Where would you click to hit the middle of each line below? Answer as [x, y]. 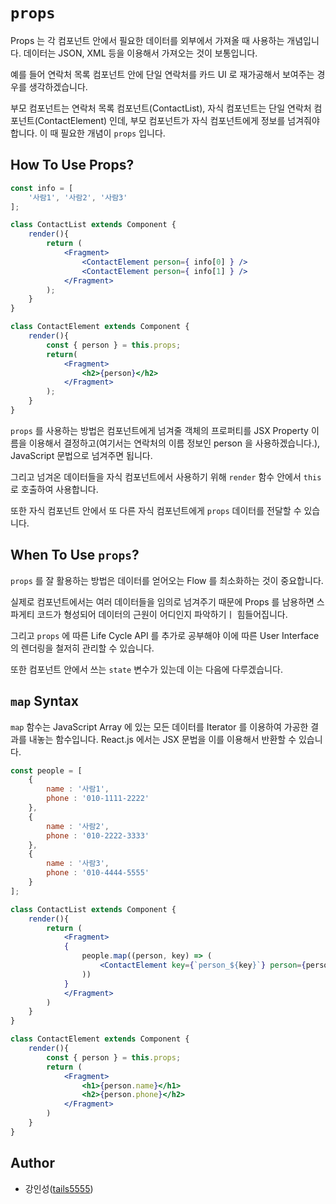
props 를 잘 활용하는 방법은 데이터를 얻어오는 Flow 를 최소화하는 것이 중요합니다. [167, 580]
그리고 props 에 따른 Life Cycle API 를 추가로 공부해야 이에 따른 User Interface [165, 635]
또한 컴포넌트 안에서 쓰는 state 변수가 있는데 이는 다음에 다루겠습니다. [146, 669]
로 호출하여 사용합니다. [54, 489]
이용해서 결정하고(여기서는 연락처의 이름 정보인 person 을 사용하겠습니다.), [174, 443]
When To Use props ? [75, 555]
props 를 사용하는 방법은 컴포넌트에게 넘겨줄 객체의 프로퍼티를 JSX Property [159, 430]
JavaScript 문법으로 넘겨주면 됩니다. [81, 455]
